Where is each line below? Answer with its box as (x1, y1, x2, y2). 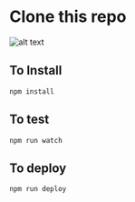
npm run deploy (9, 185, 67, 194)
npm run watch (9, 136, 63, 145)
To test (9, 112, 50, 127)
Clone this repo (9, 6, 127, 27)
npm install (9, 86, 54, 96)
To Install (9, 63, 63, 78)
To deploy (9, 160, 67, 176)
